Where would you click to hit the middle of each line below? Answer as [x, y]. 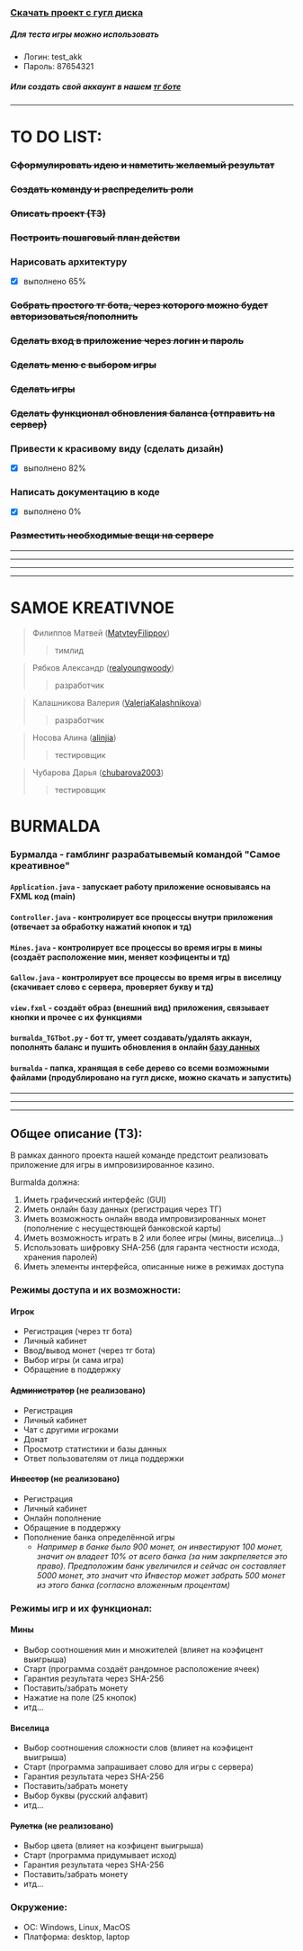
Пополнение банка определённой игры [99, 1537]
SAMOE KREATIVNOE [92, 607]
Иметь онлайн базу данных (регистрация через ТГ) [123, 1209]
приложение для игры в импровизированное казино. [112, 1165]
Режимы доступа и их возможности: [96, 1290]
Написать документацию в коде [85, 492]
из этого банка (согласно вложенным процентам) [133, 1585]
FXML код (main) [43, 897]
